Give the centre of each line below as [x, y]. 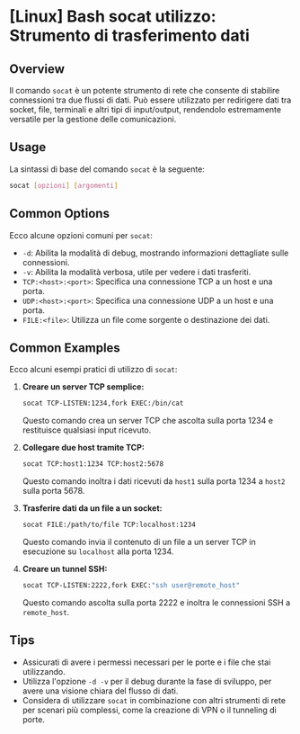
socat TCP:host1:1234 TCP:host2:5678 [93, 464]
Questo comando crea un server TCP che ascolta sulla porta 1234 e [148, 421]
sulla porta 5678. [53, 491]
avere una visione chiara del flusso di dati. [100, 691]
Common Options [60, 214]
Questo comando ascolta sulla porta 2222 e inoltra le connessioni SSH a [156, 602]
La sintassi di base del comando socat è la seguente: [107, 169]
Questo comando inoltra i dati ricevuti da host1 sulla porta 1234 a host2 [154, 481]
